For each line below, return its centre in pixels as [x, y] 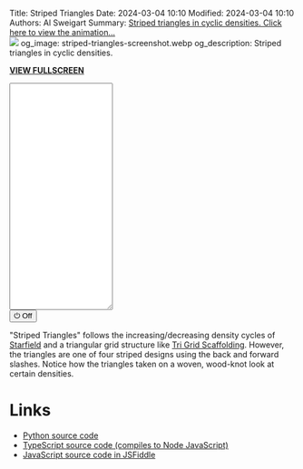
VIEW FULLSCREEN [47, 70]
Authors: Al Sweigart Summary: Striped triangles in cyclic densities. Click [146, 23]
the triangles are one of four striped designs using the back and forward [144, 354]
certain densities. [42, 374]
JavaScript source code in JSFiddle [89, 454]
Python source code [60, 435]
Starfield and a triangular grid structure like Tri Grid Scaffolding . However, [147, 345]
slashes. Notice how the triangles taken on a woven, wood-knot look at [142, 364]
